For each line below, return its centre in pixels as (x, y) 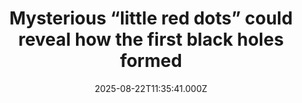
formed (151, 61)
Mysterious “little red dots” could (151, 18)
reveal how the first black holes (151, 39)
